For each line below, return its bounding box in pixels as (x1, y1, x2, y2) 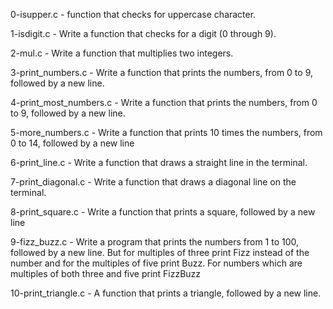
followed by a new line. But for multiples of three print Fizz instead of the (10, 247, 310, 258)
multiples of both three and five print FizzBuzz (10, 268, 202, 279)
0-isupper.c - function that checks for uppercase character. (10, 9, 257, 20)
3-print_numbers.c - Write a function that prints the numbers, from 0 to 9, (10, 67, 313, 78)
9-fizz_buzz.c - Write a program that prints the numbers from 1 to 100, (10, 236, 300, 248)
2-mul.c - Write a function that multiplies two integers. (10, 47, 234, 59)
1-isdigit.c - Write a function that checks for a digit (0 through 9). (10, 28, 277, 39)
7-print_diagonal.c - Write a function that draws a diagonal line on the (10, 176, 297, 188)
